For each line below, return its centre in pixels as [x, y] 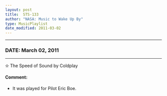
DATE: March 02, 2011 [32, 50]
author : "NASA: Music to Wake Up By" [44, 19]
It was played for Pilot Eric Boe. [44, 88]
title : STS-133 [22, 14]
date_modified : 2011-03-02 [33, 28]
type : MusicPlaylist [27, 24]
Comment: [16, 77]
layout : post [19, 10]
